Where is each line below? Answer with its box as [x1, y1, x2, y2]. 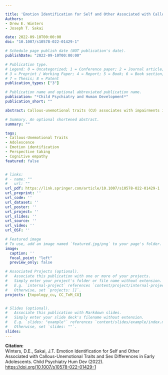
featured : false [5, 158, 39, 163]
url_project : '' [5, 209, 39, 214]
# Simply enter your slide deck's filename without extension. [5, 315, 144, 320]
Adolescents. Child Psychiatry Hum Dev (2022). [5, 358, 104, 364]
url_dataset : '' [5, 199, 39, 205]
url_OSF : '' [5, 228, 30, 233]
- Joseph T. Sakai [5, 25, 43, 30]
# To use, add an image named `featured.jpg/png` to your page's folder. [5, 241, 162, 246]
